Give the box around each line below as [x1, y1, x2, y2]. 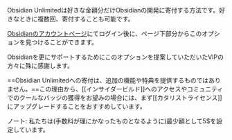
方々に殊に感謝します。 [7, 62, 74, 69]
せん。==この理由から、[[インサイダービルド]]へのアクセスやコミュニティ [12, 85, 224, 93]
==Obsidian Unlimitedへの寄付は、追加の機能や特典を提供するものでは [7, 76, 209, 85]
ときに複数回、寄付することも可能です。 [19, 15, 134, 23]
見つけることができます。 [25, 38, 98, 46]
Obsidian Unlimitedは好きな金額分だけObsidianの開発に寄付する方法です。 [7, 6, 220, 14]
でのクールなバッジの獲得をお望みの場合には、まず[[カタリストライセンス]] [7, 94, 223, 102]
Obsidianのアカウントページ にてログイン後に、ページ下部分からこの [7, 30, 202, 37]
